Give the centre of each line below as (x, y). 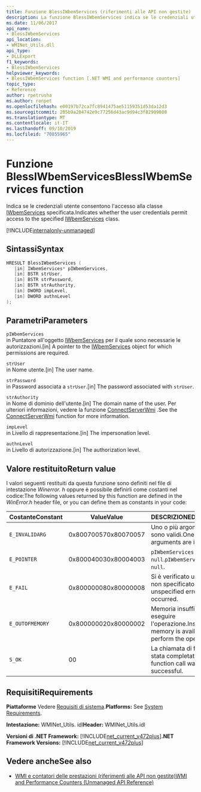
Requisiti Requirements (50, 692)
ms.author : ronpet (29, 101)
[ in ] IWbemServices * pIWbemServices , (61, 268)
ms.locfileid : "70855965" (38, 134)
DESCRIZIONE (171, 517)
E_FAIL (19, 588)
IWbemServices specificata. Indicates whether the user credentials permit (97, 212)
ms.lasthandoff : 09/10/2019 (41, 129)
